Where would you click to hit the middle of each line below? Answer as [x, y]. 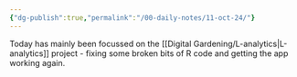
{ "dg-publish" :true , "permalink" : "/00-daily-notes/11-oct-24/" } [133, 18]
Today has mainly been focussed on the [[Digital [101, 43]
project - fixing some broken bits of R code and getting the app [170, 53]
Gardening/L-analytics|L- [240, 43]
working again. [37, 63]
